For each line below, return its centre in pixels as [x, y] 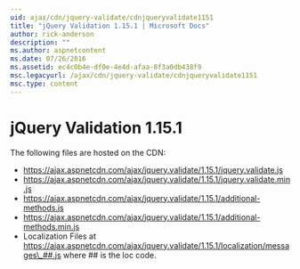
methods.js [44, 208]
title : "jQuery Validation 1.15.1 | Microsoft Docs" [110, 26]
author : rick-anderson [52, 34]
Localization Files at [60, 236]
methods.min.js [51, 226]
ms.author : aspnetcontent [58, 51]
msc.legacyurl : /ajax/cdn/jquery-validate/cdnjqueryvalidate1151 [134, 76]
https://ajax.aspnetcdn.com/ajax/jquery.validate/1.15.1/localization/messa [156, 245]
